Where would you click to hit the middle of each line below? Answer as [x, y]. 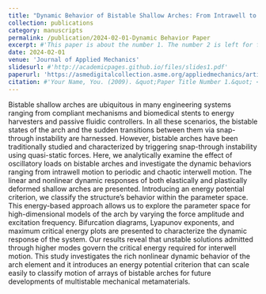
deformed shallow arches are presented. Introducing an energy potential [126, 189]
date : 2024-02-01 [37, 52]
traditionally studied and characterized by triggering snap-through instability [133, 147]
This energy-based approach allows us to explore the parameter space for [129, 205]
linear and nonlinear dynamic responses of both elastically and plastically [128, 180]
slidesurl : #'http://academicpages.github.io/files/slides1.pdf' [118, 67]
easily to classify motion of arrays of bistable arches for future [110, 273]
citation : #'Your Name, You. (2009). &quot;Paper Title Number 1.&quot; [131, 82]
